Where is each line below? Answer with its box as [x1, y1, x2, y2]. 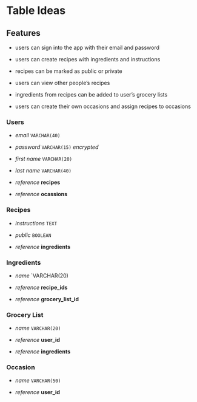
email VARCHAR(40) [15, 132, 61, 139]
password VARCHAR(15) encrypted [15, 143, 99, 151]
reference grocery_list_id [15, 295, 79, 302]
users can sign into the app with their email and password [15, 44, 159, 51]
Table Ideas [6, 4, 65, 18]
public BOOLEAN [15, 231, 52, 239]
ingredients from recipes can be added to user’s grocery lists [15, 91, 168, 98]
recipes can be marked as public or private [15, 67, 122, 75]
